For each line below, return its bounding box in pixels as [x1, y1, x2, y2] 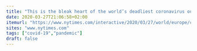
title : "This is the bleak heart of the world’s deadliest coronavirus [6, 8, 185, 15]
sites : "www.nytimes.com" [6, 25, 69, 31]
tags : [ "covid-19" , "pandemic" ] [6, 30, 83, 36]
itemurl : [6, 19, 28, 25]
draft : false [6, 36, 38, 42]
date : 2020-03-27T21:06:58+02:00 [6, 14, 88, 20]
